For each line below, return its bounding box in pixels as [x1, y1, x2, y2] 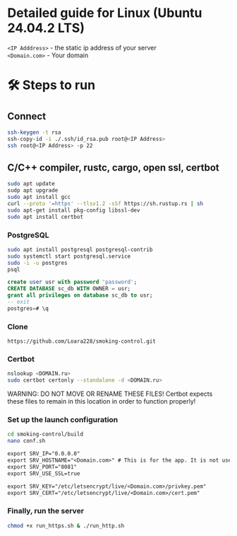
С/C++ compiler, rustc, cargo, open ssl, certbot [7, 161, 220, 173]
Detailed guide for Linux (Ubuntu [7, 5, 202, 21]
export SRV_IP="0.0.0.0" [7, 450, 80, 457]
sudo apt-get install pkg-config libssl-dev [7, 207, 140, 214]
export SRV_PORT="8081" [7, 463, 78, 470]
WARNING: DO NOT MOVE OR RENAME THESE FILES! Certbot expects [7, 389, 213, 398]
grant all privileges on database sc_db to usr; [7, 292, 153, 299]
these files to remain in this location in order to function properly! [7, 397, 196, 406]
